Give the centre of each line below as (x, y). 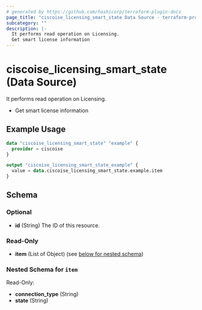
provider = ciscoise (37, 149)
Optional (19, 212)
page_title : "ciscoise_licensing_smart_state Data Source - (83, 17)
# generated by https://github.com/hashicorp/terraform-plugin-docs (94, 12)
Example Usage (36, 129)
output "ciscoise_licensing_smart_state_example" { (72, 165)
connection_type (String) (47, 294)
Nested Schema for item (42, 269)
